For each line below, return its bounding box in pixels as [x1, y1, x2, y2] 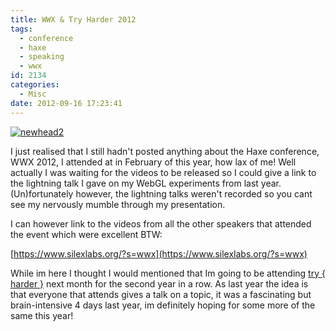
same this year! [10, 309, 74, 321]
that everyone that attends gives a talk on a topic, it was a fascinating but [10, 288, 312, 300]
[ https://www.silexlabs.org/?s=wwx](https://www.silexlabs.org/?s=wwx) [10, 247, 308, 260]
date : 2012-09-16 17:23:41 [10, 98, 123, 108]
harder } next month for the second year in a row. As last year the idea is [10, 277, 309, 290]
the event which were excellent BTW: [10, 228, 163, 240]
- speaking [19, 52, 65, 62]
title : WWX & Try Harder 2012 [10, 14, 137, 25]
